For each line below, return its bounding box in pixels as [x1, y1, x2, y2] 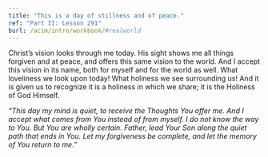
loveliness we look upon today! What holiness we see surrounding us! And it [8, 73, 259, 84]
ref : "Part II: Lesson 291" [8, 19, 102, 27]
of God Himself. [8, 91, 60, 100]
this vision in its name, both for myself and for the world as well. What [8, 65, 238, 75]
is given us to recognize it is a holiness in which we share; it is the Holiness [8, 82, 256, 92]
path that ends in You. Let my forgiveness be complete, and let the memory [8, 131, 258, 141]
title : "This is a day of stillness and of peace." [8, 11, 184, 20]
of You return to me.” [8, 140, 78, 150]
